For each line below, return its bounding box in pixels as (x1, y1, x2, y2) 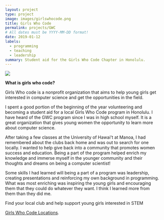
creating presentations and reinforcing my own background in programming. (5, 175, 159, 181)
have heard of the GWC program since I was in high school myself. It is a (5, 115, 152, 121)
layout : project (5, 7, 38, 12)
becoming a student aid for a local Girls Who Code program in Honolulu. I (5, 109, 153, 115)
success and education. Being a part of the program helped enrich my (5, 150, 147, 156)
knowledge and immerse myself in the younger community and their (5, 155, 143, 161)
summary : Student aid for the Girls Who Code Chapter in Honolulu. (5, 57, 146, 62)
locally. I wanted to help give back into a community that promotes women (5, 145, 155, 151)
